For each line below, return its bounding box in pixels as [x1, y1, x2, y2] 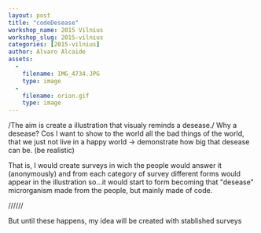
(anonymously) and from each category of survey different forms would [8, 169, 241, 179]
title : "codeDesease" [8, 19, 79, 27]
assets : [8, 56, 34, 64]
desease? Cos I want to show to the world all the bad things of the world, [8, 129, 244, 138]
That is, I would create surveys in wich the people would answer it [8, 161, 222, 170]
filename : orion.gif [22, 92, 90, 100]
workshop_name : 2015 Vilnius [8, 26, 104, 34]
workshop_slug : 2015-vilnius [8, 33, 104, 42]
